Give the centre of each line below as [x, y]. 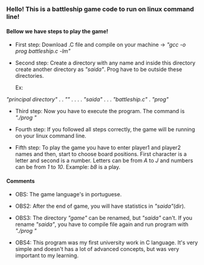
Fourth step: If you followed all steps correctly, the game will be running [105, 129]
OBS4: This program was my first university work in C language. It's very [106, 243]
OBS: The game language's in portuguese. [68, 194]
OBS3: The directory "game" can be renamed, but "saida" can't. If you [104, 218]
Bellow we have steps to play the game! [57, 31]
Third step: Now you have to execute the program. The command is [100, 111]
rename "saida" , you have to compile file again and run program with [102, 224]
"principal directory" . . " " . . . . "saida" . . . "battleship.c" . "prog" [88, 100]
